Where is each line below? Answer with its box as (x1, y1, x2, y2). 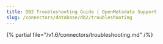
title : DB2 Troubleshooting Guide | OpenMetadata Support (6, 8, 157, 15)
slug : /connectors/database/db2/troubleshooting (6, 14, 132, 20)
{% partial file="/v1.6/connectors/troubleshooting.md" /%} (6, 31, 154, 38)
